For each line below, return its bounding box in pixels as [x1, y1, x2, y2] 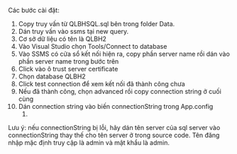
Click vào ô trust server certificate [18, 65, 118, 73]
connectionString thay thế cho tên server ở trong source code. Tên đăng [8, 131, 220, 139]
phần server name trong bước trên [18, 57, 119, 66]
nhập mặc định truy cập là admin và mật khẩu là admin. [8, 138, 170, 147]
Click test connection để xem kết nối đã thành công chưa [18, 80, 185, 88]
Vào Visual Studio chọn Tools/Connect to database [18, 42, 167, 50]
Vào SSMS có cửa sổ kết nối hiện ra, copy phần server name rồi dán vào [18, 49, 230, 58]
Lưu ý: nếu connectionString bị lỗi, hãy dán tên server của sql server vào [8, 124, 221, 131]
